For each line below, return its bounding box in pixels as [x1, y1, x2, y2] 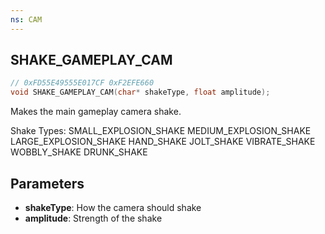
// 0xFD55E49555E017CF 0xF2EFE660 [10, 78, 155, 88]
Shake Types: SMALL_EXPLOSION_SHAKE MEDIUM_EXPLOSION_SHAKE [10, 125, 312, 137]
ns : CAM [10, 14, 43, 25]
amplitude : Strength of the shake [24, 212, 163, 224]
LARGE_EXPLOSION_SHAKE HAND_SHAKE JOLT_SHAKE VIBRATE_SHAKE [10, 136, 316, 148]
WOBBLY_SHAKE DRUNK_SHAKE [10, 146, 148, 158]
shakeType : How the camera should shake [24, 202, 202, 213]
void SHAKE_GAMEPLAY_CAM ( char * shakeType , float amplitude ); [10, 87, 271, 98]
